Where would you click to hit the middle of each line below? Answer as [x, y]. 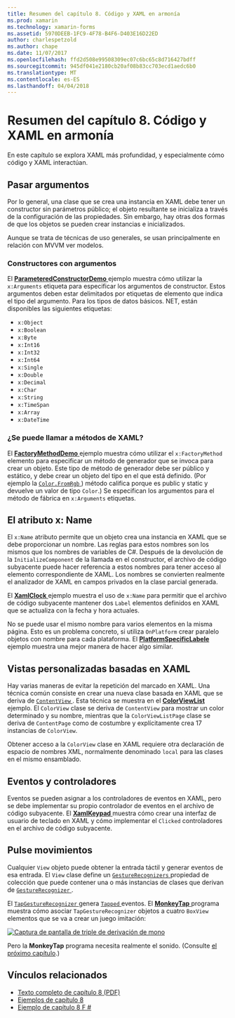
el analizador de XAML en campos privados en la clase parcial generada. [113, 582]
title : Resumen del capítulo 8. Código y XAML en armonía [94, 14]
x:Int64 [28, 360]
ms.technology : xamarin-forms [52, 27]
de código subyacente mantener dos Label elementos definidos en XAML [113, 603]
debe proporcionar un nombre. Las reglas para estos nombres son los [108, 545]
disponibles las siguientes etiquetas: [60, 309]
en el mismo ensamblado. [45, 759]
